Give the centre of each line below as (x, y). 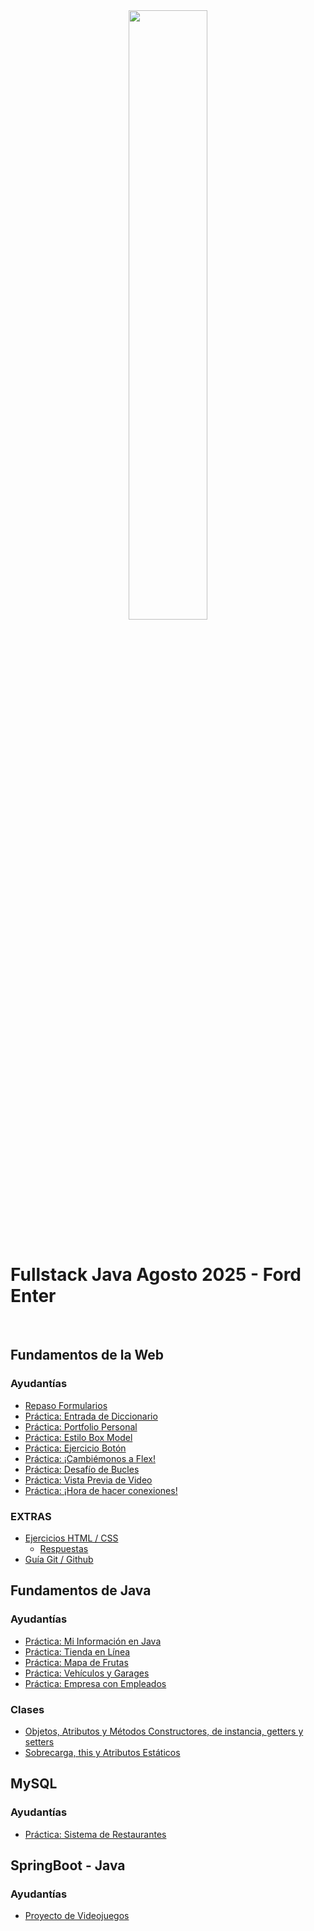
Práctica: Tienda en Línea (77, 1651)
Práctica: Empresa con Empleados (95, 1683)
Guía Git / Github (59, 1559)
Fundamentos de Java (81, 1590)
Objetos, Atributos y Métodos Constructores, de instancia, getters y (164, 1731)
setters (39, 1741)
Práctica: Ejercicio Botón (75, 1448)
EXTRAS (31, 1516)
